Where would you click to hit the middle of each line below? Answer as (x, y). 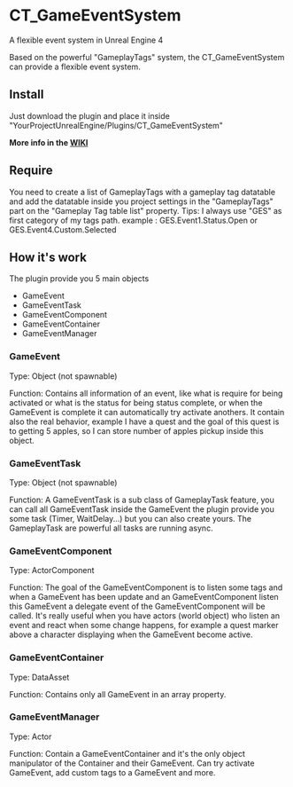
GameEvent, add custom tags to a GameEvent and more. (112, 772)
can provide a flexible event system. (75, 67)
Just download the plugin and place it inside (89, 115)
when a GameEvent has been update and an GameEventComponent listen (144, 597)
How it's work (48, 257)
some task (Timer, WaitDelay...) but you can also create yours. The (131, 518)
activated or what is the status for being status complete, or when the (136, 402)
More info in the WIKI (49, 142)
